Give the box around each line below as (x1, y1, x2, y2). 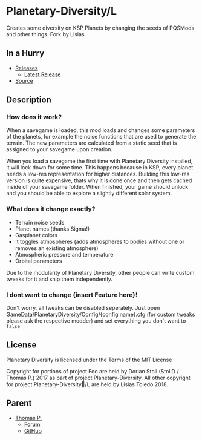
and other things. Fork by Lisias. (6, 30, 86, 38)
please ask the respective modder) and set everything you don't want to (6, 317, 186, 324)
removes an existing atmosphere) (15, 244, 99, 252)
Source (15, 77, 33, 84)
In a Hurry (6, 48, 45, 59)
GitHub (24, 427, 42, 434)
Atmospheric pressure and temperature (15, 251, 114, 258)
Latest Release (24, 71, 61, 78)
